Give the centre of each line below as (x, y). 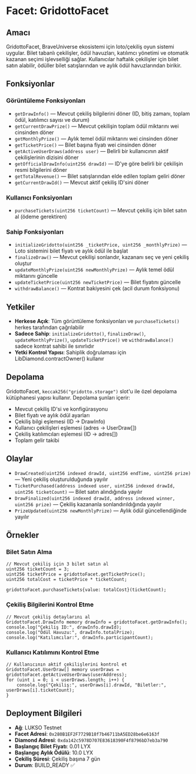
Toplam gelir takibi (37, 440)
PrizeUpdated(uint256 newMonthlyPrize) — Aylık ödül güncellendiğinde (100, 510)
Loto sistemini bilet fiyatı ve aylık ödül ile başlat (71, 251)
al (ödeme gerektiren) (41, 217)
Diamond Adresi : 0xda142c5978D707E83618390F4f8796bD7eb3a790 (91, 740)
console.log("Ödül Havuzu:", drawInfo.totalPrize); (70, 632)
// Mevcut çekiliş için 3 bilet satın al (58, 564)
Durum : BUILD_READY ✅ (45, 765)
